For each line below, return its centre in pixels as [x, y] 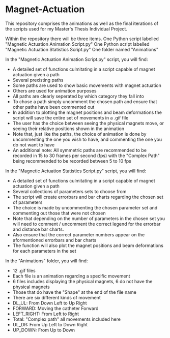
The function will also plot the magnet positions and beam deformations [88, 245]
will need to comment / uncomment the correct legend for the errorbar [87, 224]
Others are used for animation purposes [54, 90]
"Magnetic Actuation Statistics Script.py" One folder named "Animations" [82, 49]
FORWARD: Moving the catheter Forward [55, 308]
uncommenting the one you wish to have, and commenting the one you [87, 139]
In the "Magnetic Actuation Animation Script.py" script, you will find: [77, 59]
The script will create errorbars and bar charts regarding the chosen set [88, 197]
